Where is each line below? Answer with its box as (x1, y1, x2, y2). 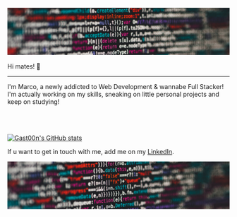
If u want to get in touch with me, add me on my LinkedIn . (7, 148, 174, 156)
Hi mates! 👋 (7, 62, 41, 71)
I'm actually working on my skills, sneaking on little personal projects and (7, 90, 220, 99)
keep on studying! (7, 98, 60, 106)
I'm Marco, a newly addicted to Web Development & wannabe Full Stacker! (7, 83, 224, 91)
